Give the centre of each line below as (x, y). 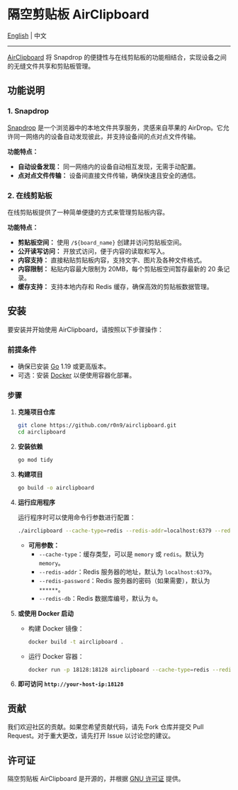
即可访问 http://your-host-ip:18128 (70, 684)
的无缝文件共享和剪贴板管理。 (51, 66)
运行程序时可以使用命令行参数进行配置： (76, 517)
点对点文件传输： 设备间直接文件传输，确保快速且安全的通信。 (108, 175)
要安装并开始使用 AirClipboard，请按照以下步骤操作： (86, 329)
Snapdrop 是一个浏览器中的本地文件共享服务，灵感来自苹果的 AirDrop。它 (115, 128)
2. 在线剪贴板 (30, 196)
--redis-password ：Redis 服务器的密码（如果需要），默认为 (124, 580)
